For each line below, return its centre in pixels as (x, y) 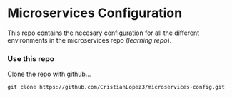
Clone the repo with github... (49, 74)
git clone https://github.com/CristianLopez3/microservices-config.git (116, 87)
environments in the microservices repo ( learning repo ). (90, 40)
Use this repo (31, 58)
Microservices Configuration (95, 13)
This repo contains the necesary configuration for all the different (104, 33)
